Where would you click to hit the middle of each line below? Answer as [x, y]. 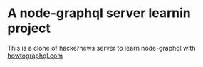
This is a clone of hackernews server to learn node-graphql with [101, 48]
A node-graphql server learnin [99, 13]
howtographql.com [35, 56]
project [29, 28]
